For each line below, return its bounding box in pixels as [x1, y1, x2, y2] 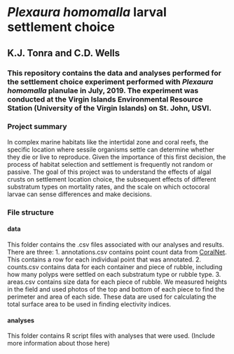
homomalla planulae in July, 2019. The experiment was [7, 86, 199, 95]
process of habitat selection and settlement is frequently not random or [7, 160, 213, 168]
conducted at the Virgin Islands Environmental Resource [7, 94, 203, 104]
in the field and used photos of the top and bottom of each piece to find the [7, 285, 225, 293]
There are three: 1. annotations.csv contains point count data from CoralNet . [7, 247, 227, 256]
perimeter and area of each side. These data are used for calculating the [7, 292, 217, 301]
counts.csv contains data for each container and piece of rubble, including [7, 262, 223, 271]
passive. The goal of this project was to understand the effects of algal [7, 168, 212, 176]
